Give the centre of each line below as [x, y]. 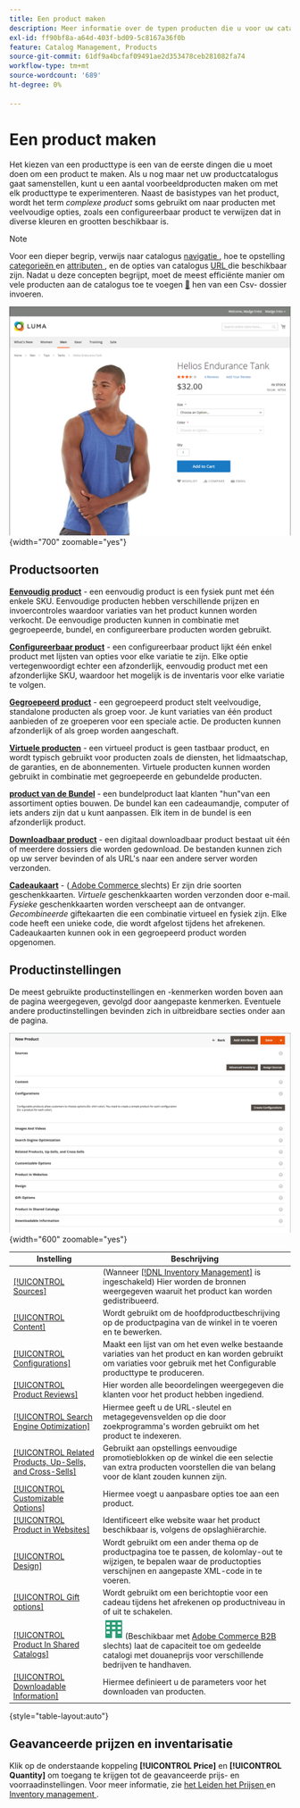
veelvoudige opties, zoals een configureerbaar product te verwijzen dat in [145, 212]
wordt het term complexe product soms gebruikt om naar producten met [142, 202]
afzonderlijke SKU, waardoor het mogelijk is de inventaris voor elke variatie [147, 675]
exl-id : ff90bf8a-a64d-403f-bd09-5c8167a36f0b [97, 38]
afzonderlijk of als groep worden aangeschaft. [94, 730]
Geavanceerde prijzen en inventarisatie [121, 1744]
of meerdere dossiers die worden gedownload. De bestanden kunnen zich [146, 849]
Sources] [30, 1291]
